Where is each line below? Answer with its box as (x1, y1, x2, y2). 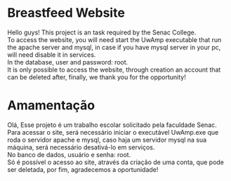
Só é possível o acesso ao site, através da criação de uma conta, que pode (7, 158, 225, 166)
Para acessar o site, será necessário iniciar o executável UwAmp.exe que (7, 128, 219, 136)
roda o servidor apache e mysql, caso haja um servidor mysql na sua (7, 135, 207, 144)
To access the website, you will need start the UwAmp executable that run (7, 35, 222, 43)
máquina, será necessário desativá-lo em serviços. (7, 142, 155, 152)
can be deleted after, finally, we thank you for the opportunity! (7, 72, 186, 81)
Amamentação (7, 98, 95, 114)
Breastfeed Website (7, 5, 125, 21)
